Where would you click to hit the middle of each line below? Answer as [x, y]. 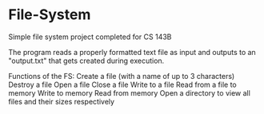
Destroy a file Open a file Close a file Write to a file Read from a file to [123, 85]
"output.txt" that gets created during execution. [86, 61]
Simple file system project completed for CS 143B [90, 37]
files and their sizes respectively [61, 101]
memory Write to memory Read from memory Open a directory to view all [129, 92]
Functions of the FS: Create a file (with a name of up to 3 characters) [122, 76]
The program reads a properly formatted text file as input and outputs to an [132, 52]
